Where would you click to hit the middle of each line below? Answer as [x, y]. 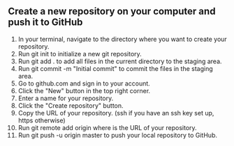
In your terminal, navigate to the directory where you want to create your [123, 39]
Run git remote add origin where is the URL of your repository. [108, 127]
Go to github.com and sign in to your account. [84, 83]
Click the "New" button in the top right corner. [84, 90]
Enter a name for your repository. [66, 98]
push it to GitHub [45, 23]
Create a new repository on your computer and [112, 11]
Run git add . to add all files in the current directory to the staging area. [120, 61]
